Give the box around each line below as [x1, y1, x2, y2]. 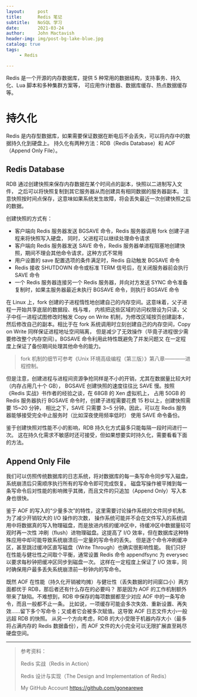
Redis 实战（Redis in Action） [20, 660, 93, 667]
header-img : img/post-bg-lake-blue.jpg [6, 36, 104, 42]
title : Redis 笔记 [6, 14, 63, 20]
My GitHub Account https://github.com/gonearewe [20, 685, 144, 692]
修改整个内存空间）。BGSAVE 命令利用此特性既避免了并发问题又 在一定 [11, 335, 181, 342]
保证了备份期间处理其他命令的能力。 [16, 343, 104, 350]
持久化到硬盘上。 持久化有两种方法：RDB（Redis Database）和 [11, 139, 164, 147]
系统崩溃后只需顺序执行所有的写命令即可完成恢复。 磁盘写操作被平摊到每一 [6, 480, 188, 487]
